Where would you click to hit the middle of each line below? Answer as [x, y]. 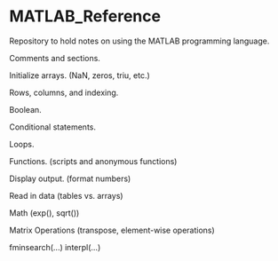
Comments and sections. [55, 58]
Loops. [22, 144]
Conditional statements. [52, 127]
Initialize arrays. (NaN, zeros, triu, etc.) [80, 75]
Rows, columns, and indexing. [64, 92]
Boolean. [25, 109]
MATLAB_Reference [85, 16]
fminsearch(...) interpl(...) [55, 247]
